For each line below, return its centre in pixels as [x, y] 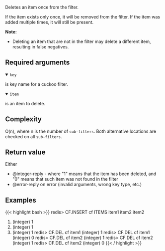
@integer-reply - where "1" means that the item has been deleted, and [84, 174]
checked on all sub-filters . [34, 136]
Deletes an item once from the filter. [42, 7]
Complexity [24, 119]
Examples [21, 200]
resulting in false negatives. [41, 47]
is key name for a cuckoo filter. [37, 84]
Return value [25, 152]
